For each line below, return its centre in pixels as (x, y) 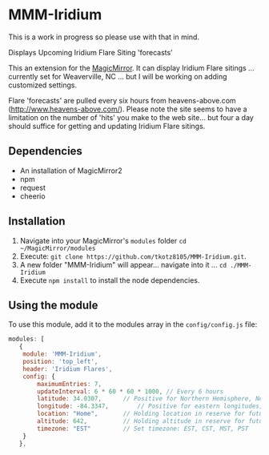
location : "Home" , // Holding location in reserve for (141, 414)
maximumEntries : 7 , (70, 384)
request (32, 187)
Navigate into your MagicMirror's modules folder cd (103, 240)
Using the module (53, 305)
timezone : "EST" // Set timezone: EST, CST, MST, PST (143, 429)
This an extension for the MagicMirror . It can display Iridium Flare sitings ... (131, 68)
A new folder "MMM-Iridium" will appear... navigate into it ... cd (123, 264)
